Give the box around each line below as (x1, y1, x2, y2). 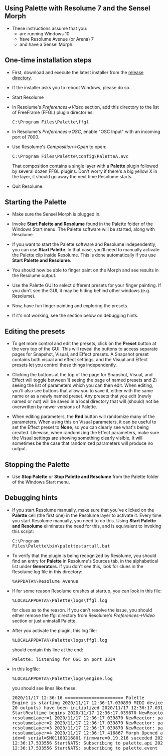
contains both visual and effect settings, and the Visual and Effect (12, 357, 148, 363)
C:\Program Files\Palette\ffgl (12, 119, 89, 125)
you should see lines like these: (12, 685, 77, 691)
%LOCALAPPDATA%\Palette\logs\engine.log (12, 675, 113, 681)
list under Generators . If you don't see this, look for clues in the (12, 563, 143, 569)
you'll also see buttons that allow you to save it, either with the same (12, 388, 153, 394)
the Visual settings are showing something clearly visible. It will (12, 435, 143, 441)
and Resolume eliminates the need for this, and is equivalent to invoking (12, 523, 161, 529)
